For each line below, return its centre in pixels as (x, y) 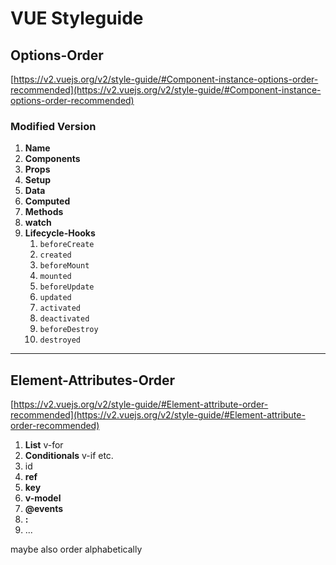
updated (55, 298)
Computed (47, 201)
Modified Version (53, 126)
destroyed (60, 340)
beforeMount (64, 266)
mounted (55, 277)
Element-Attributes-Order (93, 380)
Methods (44, 212)
